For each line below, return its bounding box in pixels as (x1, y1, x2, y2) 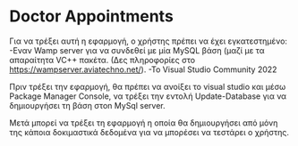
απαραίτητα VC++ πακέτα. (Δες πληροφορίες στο (9, 54, 195, 65)
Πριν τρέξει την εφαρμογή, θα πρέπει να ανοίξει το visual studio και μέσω (9, 81, 286, 92)
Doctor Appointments (9, 6, 175, 27)
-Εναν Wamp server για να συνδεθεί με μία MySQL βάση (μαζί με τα (9, 45, 265, 55)
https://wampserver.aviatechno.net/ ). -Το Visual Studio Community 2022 (9, 64, 277, 75)
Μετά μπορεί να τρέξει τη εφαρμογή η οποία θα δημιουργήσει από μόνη (9, 118, 278, 128)
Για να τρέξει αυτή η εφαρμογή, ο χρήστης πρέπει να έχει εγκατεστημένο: (9, 36, 288, 46)
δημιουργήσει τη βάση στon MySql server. (9, 100, 166, 110)
